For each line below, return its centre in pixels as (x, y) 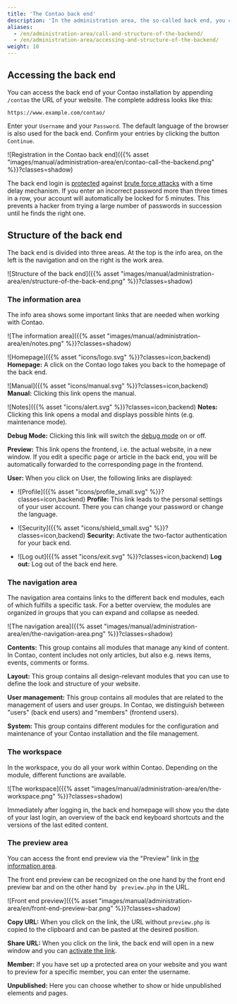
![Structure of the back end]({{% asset (63, 273)
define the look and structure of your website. (74, 684)
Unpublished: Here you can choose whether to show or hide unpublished (115, 985)
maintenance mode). (37, 422)
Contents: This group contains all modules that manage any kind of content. (118, 647)
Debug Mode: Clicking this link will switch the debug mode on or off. (107, 436)
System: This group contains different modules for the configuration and (113, 726)
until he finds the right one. (47, 213)
